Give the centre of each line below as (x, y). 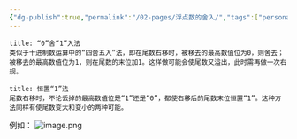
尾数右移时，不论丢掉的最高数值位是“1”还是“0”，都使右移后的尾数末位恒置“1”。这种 (142, 98)
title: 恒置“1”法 (39, 89)
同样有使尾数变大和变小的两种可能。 (72, 107)
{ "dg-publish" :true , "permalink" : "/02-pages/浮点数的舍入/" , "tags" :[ (134, 17)
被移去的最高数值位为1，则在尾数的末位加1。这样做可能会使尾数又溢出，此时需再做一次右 (148, 62)
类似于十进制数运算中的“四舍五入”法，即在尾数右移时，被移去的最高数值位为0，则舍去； (147, 53)
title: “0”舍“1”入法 (45, 43)
